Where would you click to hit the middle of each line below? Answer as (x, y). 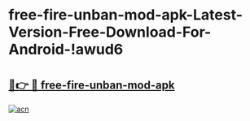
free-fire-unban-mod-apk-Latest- (125, 15)
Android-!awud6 (66, 50)
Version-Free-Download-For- (110, 32)
